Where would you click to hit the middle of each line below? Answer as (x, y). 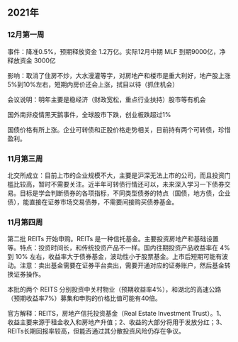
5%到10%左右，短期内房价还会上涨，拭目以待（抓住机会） (93, 84)
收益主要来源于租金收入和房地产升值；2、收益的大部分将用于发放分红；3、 (117, 322)
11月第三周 (25, 158)
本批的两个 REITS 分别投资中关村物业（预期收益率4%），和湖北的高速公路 (114, 289)
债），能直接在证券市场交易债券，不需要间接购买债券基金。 (93, 202)
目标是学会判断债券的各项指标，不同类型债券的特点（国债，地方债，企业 (125, 193)
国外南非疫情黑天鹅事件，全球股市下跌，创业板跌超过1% (89, 114)
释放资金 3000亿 (32, 60)
